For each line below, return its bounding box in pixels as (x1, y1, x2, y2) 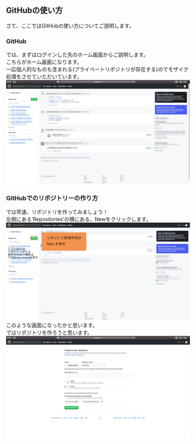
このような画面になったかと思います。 (6, 321, 98, 329)
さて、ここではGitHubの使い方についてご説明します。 (6, 22, 135, 29)
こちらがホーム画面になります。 (6, 58, 83, 66)
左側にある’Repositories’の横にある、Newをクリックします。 (6, 215, 152, 222)
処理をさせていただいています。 (6, 73, 83, 80)
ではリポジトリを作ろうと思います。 (6, 329, 93, 336)
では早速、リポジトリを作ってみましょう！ (6, 208, 108, 215)
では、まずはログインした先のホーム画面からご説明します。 (6, 51, 149, 58)
